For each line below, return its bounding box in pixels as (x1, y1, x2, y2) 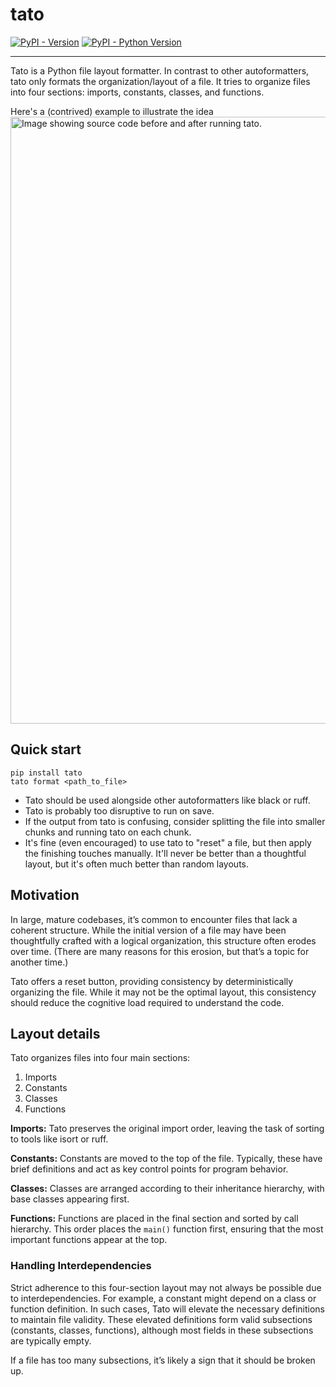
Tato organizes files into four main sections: (10, 1052, 191, 1064)
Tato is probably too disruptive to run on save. (24, 804, 215, 817)
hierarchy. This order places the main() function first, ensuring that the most (10, 1223, 324, 1235)
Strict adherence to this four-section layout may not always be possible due (10, 1281, 322, 1293)
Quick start (10, 741, 82, 758)
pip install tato (10, 768, 83, 778)
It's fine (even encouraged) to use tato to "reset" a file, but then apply (24, 836, 312, 848)
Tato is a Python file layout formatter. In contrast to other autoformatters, (10, 64, 310, 77)
